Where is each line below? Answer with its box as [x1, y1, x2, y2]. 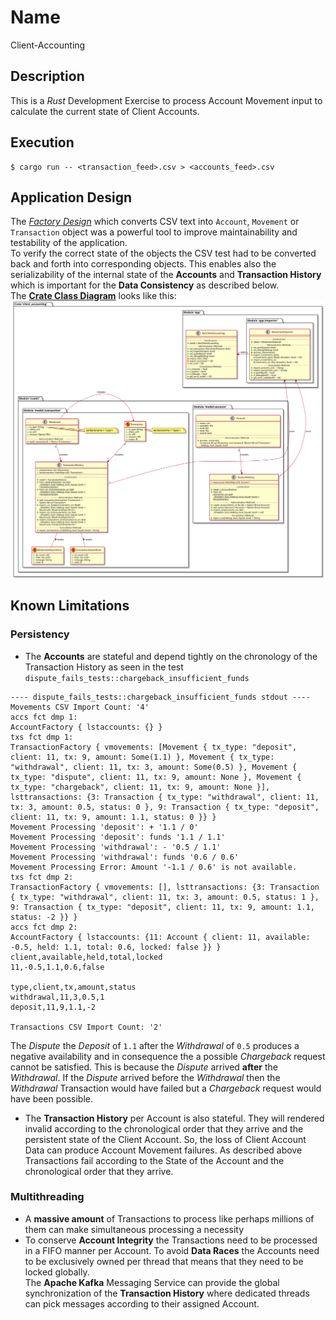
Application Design [10, 189, 133, 206]
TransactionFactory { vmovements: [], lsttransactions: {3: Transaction [10, 882, 320, 892]
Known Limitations [10, 597, 130, 615]
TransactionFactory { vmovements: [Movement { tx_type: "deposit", [10, 742, 298, 752]
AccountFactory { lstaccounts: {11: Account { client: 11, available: [10, 932, 311, 942]
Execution [10, 134, 75, 151]
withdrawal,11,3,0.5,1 [10, 992, 105, 1002]
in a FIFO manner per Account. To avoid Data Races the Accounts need [24, 1244, 320, 1256]
